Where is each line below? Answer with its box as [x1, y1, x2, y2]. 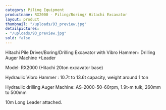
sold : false [5, 36, 30, 41]
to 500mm [5, 89, 27, 95]
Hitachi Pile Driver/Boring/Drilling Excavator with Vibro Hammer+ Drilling [5, 49, 155, 56]
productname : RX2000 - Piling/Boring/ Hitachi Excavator [5, 12, 128, 17]
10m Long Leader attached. [5, 99, 62, 105]
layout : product [5, 17, 39, 22]
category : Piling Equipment [5, 7, 65, 13]
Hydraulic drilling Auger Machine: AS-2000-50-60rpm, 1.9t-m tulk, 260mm [5, 84, 161, 90]
